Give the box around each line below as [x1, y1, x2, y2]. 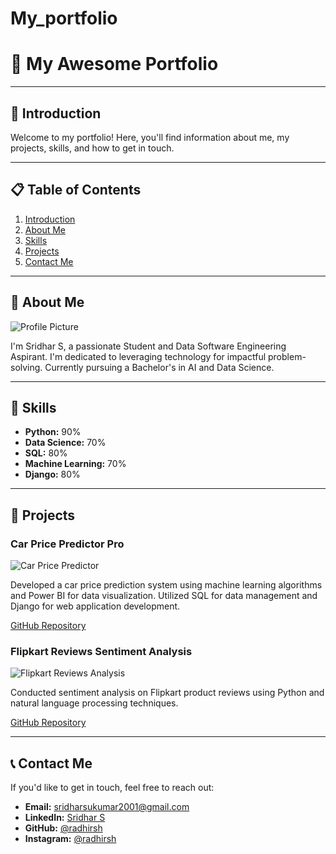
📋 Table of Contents [10, 182, 142, 199]
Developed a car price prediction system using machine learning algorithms [10, 579, 323, 591]
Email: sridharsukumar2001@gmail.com [24, 801, 190, 813]
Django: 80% [24, 468, 81, 481]
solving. [10, 361, 43, 373]
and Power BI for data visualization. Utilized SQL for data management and [10, 590, 318, 602]
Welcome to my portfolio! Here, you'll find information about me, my [10, 131, 290, 143]
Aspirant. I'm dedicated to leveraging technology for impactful [10, 350, 267, 362]
